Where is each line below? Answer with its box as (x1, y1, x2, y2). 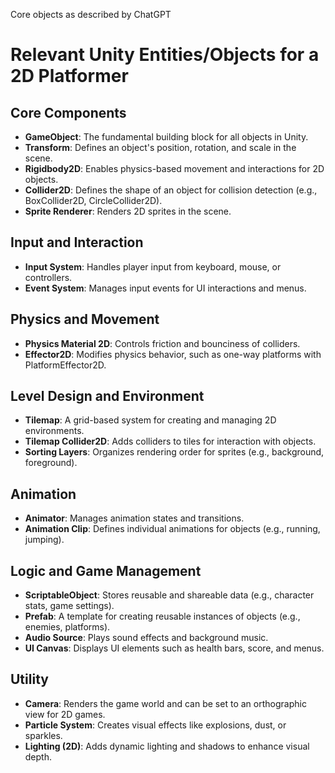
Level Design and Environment (10, 388, 205, 405)
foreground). (24, 457, 78, 469)
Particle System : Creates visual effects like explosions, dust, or (24, 719, 287, 731)
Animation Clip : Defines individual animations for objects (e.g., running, (24, 523, 321, 535)
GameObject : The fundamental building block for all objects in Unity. (24, 131, 309, 143)
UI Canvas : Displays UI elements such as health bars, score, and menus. (24, 642, 325, 654)
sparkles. (24, 729, 63, 741)
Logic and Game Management (10, 562, 202, 579)
